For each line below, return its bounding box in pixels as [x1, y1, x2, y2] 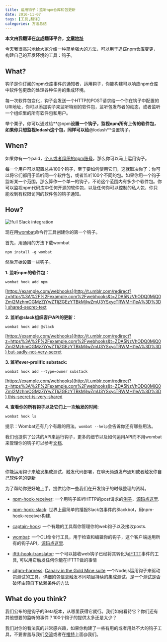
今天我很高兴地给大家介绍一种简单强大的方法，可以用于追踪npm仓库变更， [5, 46, 158, 52]
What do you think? [5, 594, 67, 603]
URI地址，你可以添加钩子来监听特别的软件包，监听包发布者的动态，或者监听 [5, 104, 161, 110]
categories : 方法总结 [5, 21, 47, 26]
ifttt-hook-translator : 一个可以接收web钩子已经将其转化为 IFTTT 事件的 [12, 550, 155, 556]
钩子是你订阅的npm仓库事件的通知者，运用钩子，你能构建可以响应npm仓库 [5, 81, 159, 87]
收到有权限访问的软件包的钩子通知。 [9, 191, 83, 197]
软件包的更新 [9, 475, 36, 481]
